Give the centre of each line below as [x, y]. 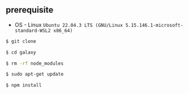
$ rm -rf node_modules [35, 63]
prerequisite [29, 10]
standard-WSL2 [33, 31]
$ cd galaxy [21, 52]
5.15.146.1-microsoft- [154, 25]
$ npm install [24, 85]
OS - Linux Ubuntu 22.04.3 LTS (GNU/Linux [69, 24]
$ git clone [21, 41]
